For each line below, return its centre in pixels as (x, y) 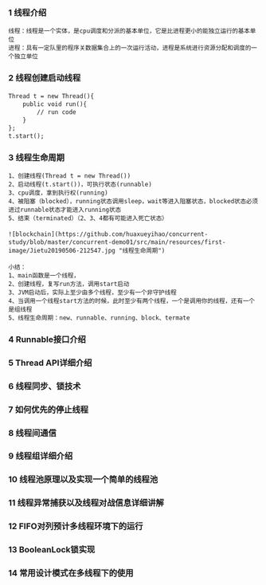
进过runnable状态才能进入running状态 (65, 210)
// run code (57, 112)
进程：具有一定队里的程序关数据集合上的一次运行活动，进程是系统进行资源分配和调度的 (130, 48)
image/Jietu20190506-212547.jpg (62, 250)
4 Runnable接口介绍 (47, 339)
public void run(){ (55, 104)
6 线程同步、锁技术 (45, 386)
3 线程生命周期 (37, 157)
